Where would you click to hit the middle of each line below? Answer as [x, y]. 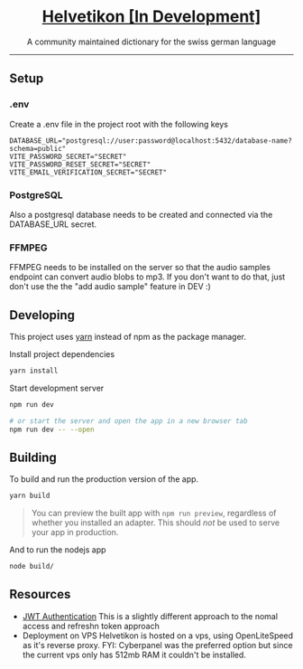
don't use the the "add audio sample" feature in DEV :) [110, 287]
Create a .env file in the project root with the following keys [119, 124]
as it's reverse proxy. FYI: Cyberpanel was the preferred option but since [157, 645]
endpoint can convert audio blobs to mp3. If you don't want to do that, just [147, 277]
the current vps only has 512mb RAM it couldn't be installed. [134, 655]
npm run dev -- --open [52, 429]
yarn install [34, 371]
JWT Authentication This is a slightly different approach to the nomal [150, 616]
